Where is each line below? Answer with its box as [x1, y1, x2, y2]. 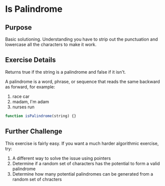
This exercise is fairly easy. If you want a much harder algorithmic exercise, [5, 140, 159, 146]
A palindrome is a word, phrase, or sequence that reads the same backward [5, 78, 160, 85]
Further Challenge [5, 127, 63, 136]
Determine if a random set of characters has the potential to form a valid [12, 160, 160, 166]
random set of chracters [12, 176, 62, 182]
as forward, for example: [5, 84, 55, 90]
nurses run [12, 104, 35, 110]
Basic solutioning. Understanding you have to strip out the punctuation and [5, 36, 158, 42]
